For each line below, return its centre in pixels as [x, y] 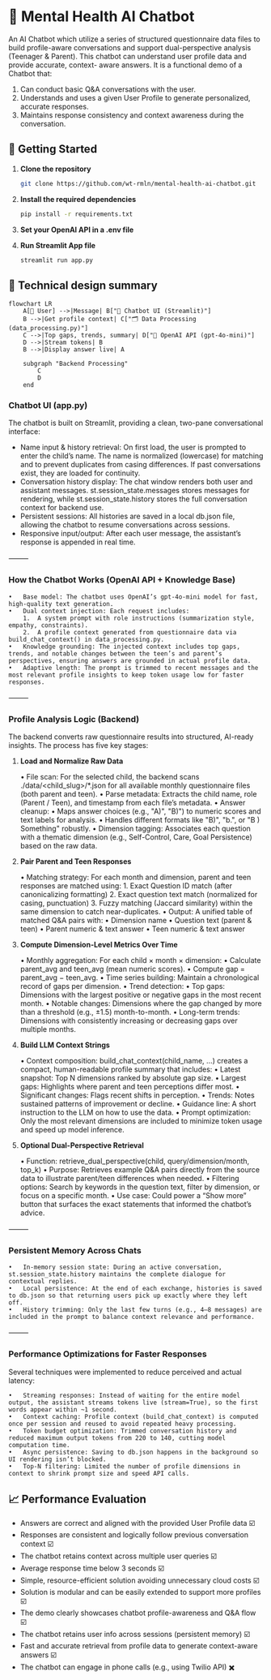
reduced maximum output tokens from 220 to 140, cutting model [117, 1438]
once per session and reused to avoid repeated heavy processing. [123, 1424]
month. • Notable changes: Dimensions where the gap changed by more [141, 1003]
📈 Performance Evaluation [78, 1500]
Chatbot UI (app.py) [48, 406]
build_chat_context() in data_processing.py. [86, 639]
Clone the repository [55, 169]
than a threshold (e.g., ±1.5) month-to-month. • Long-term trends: [130, 1012]
